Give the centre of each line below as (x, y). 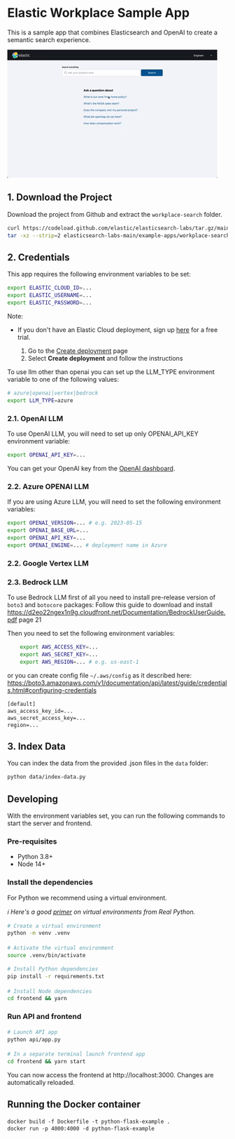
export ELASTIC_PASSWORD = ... (50, 303)
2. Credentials (38, 257)
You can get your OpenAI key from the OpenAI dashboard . (91, 468)
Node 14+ (31, 864)
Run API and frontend (44, 1017)
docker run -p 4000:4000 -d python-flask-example (81, 1128)
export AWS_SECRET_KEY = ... (59, 654)
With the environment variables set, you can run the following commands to (116, 816)
